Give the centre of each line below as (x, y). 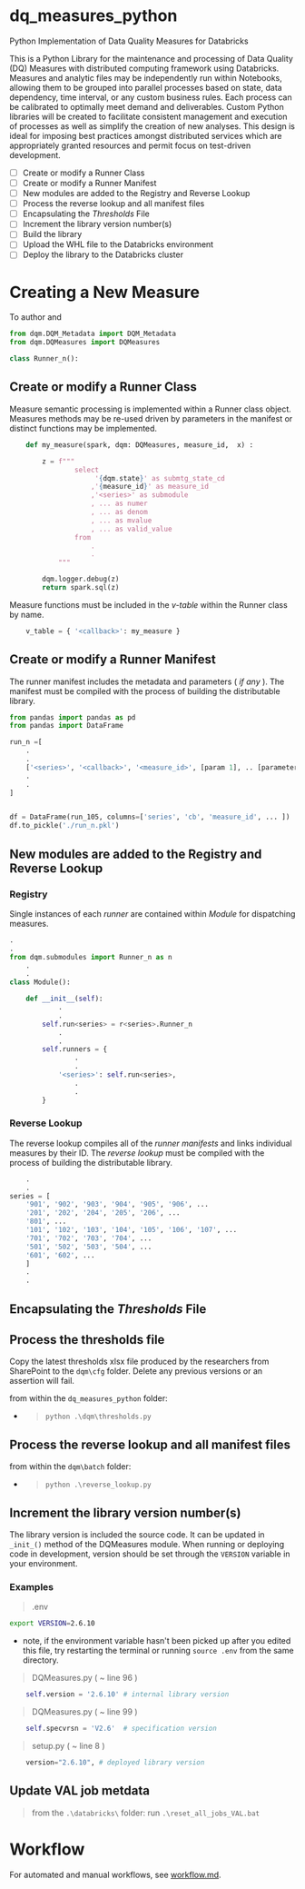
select (87, 470)
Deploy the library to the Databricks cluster (103, 254)
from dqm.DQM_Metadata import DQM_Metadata (93, 334)
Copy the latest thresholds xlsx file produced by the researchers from (139, 1362)
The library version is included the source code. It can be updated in (137, 1535)
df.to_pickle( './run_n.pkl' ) (64, 826)
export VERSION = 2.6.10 (52, 1624)
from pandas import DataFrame (67, 726)
